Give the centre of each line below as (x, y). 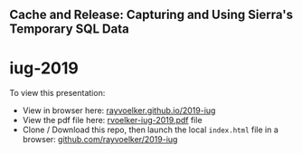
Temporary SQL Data (69, 29)
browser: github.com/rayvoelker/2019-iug (100, 140)
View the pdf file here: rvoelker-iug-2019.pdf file (112, 120)
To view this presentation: (57, 93)
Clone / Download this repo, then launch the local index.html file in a (150, 130)
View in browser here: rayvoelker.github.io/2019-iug (119, 111)
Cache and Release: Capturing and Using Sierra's (151, 15)
